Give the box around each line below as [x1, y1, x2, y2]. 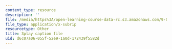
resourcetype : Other [5, 27, 50, 32]
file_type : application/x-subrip [5, 21, 77, 27]
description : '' [5, 12, 40, 17]
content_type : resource [5, 7, 56, 13]
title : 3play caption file [5, 31, 63, 36]
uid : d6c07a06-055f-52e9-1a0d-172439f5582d [5, 36, 100, 41]
